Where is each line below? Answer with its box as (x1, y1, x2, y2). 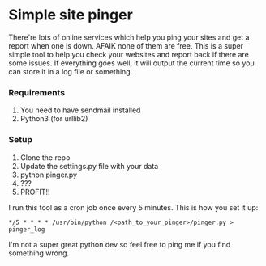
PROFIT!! (19, 187, 50, 196)
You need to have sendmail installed (19, 105, 141, 115)
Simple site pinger (8, 6, 134, 24)
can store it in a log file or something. (8, 66, 133, 76)
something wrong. (8, 248, 70, 258)
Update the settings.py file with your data (19, 161, 159, 171)
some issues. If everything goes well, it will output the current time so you (8, 58, 255, 68)
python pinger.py (19, 170, 78, 179)
